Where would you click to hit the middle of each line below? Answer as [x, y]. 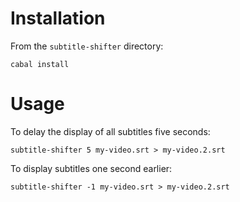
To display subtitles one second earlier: [91, 168]
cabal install [40, 64]
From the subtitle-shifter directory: [87, 46]
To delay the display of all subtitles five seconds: [110, 131]
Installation [58, 18]
